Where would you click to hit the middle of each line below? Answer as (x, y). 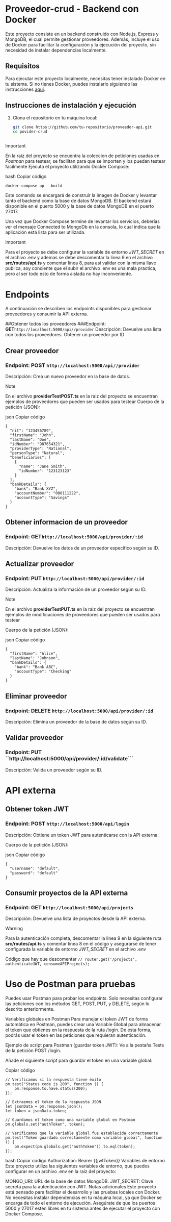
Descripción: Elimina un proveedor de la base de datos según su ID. (76, 722)
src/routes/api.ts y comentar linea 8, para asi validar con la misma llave (81, 263)
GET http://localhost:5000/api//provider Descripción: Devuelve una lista (83, 329)
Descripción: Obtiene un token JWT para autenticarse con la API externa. (82, 835)
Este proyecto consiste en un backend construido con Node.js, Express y (82, 34)
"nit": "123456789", (32, 431)
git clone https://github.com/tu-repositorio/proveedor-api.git (82, 127)
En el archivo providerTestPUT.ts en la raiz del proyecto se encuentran (80, 609)
